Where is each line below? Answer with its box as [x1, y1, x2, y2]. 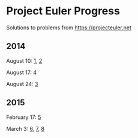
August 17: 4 [6, 69, 37, 76]
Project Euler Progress [6, 4, 120, 18]
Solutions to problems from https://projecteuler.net [6, 24, 132, 31]
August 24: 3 [6, 80, 38, 87]
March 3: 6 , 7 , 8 [6, 125, 45, 132]
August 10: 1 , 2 [6, 57, 43, 64]
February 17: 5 [6, 114, 41, 121]
